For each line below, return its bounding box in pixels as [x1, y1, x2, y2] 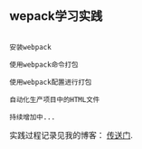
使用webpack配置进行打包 [9, 78, 92, 87]
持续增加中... [9, 112, 56, 122]
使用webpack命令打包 [9, 60, 79, 70]
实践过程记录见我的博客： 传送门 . [9, 129, 133, 140]
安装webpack [9, 42, 52, 51]
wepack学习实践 [9, 8, 103, 24]
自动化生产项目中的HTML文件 [9, 95, 100, 104]
